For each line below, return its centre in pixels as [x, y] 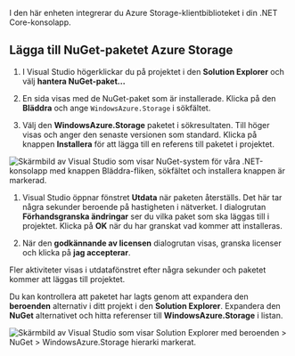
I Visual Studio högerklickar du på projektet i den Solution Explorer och [153, 71]
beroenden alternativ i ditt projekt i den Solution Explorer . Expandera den [145, 305]
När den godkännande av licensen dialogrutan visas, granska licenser [152, 243]
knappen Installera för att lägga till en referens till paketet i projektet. [148, 144]
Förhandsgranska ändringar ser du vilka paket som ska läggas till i [146, 216]
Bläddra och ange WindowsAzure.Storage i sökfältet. [116, 108]
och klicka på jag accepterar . [76, 252]
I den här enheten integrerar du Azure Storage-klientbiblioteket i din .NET [143, 13]
